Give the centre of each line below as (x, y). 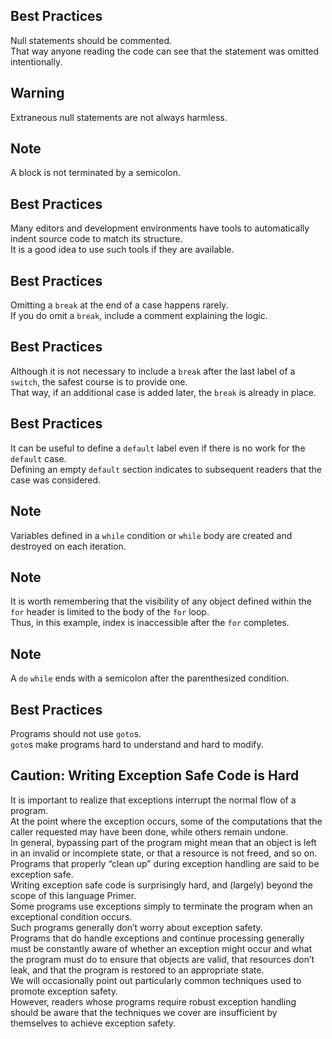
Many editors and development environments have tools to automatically (160, 228)
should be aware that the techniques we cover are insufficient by (144, 1012)
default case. (38, 458)
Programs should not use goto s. (76, 733)
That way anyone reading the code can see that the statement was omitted (165, 51)
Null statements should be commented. (91, 40)
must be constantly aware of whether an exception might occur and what (161, 948)
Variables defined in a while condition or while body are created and (151, 535)
